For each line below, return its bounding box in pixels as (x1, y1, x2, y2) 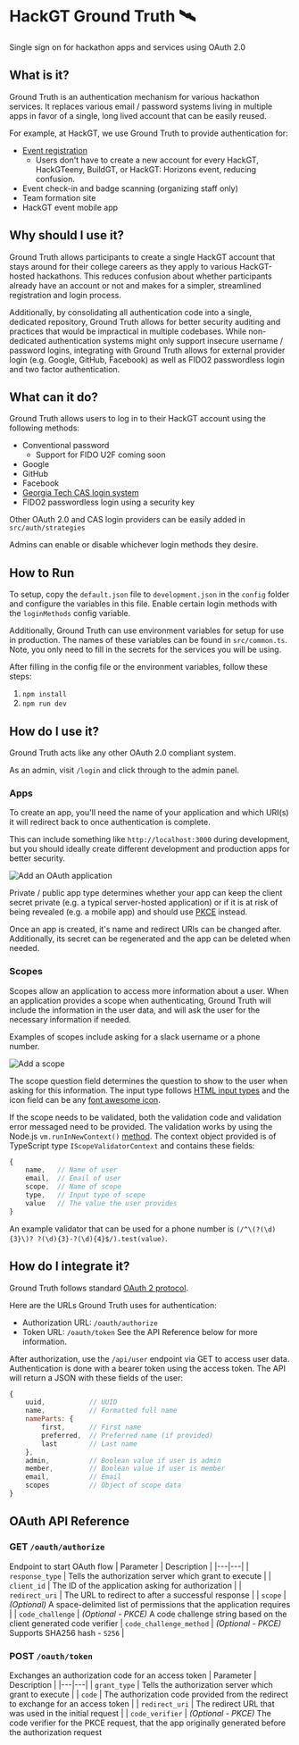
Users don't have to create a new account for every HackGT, (35, 154, 259, 165)
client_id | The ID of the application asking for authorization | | (9, 1580, 243, 1591)
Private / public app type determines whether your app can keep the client (9, 888, 283, 898)
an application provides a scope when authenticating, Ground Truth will (9, 995, 272, 1006)
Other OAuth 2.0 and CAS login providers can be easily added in (9, 514, 245, 525)
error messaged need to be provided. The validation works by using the (9, 1121, 273, 1131)
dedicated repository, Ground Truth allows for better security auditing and (9, 316, 281, 327)
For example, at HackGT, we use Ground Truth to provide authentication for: (9, 128, 288, 138)
